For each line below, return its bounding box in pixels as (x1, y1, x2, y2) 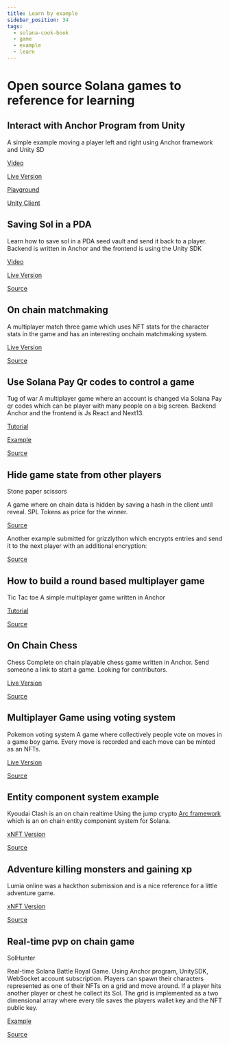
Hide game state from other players (7, 469, 162, 481)
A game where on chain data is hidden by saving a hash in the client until (7, 500, 213, 509)
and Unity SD (7, 145, 45, 153)
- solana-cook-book (13, 29, 69, 36)
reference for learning (7, 93, 135, 109)
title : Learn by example (7, 10, 78, 17)
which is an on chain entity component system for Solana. (7, 817, 171, 825)
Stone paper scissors (7, 487, 67, 496)
